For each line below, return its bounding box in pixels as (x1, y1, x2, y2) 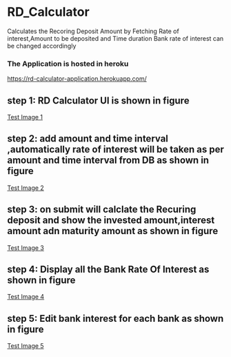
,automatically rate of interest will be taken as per (7, 144, 224, 155)
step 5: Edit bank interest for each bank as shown (7, 312, 224, 325)
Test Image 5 (7, 342, 44, 350)
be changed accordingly (7, 41, 77, 50)
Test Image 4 (7, 293, 45, 301)
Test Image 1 (7, 113, 43, 122)
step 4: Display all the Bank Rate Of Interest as (7, 264, 210, 276)
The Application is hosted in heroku (7, 59, 129, 68)
